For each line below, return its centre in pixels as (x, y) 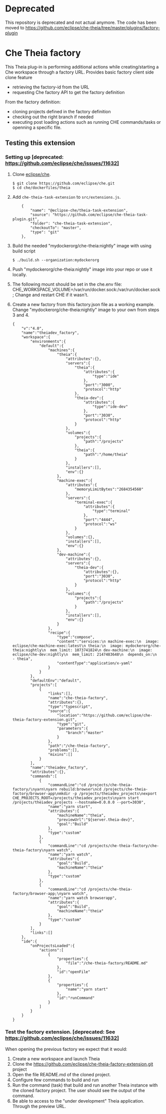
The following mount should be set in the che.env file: (67, 284)
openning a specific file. (37, 127)
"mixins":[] (60, 754)
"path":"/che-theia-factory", (79, 746)
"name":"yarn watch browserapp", (83, 898)
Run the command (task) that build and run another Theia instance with (85, 1085)
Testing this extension (40, 143)
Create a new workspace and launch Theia (56, 1058)
